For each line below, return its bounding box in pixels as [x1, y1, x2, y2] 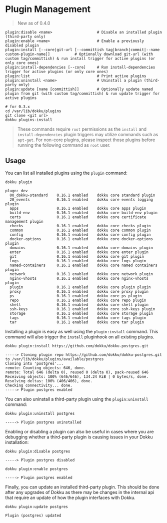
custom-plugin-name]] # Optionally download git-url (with [5, 52, 153, 57]
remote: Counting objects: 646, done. [5, 365, 86, 370]
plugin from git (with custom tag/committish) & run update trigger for [5, 91, 160, 96]
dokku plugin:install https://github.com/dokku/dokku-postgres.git [5, 343, 149, 348]
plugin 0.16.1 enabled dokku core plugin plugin [9, 284, 151, 290]
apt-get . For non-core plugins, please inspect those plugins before [17, 137, 155, 143]
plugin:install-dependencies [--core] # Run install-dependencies [5, 65, 155, 70]
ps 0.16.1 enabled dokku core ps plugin [9, 293, 142, 298]
